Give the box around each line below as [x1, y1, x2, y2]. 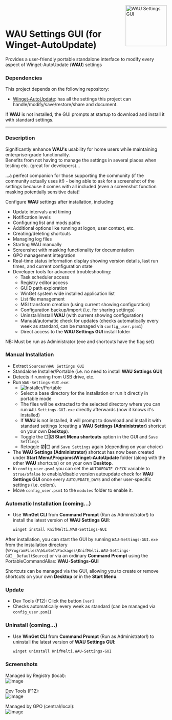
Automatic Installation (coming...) [5, 500, 91, 507]
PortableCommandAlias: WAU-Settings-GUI [5, 558, 99, 564]
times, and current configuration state [12, 263, 93, 269]
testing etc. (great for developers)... [5, 162, 80, 169]
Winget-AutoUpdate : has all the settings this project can [12, 96, 132, 102]
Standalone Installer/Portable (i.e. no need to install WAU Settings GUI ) [12, 368, 163, 374]
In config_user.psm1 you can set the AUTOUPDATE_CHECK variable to [12, 465, 150, 471]
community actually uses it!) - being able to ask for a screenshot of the [5, 177, 155, 184]
